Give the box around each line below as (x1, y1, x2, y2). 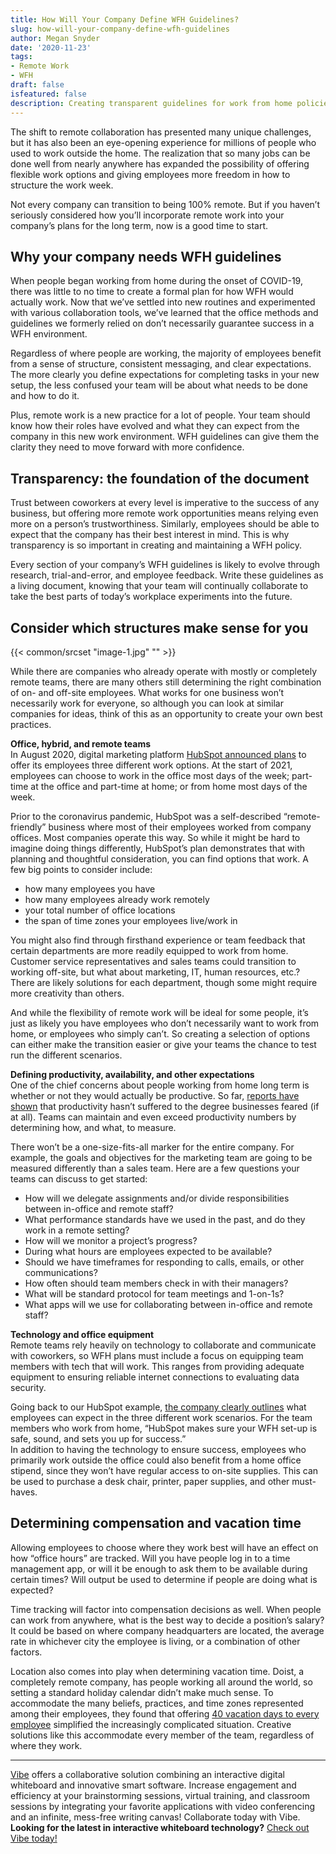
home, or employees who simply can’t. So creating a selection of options (10, 1027, 311, 1040)
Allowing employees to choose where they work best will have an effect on (10, 1541, 319, 1553)
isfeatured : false (10, 89, 87, 99)
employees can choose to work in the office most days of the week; (10, 769, 290, 781)
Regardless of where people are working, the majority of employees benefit (10, 347, 322, 360)
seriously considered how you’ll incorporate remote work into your (10, 209, 285, 221)
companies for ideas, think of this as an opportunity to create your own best (10, 707, 323, 720)
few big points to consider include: (10, 863, 153, 875)
